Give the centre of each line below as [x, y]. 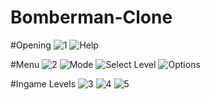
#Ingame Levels [43, 83]
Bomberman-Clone [91, 17]
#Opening [31, 45]
